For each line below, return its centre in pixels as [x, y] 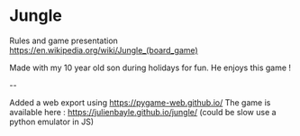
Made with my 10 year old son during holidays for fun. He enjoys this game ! [150, 68]
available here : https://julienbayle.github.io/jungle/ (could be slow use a [143, 112]
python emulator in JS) [52, 122]
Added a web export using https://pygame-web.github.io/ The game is [140, 102]
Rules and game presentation [64, 41]
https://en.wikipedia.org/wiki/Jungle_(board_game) [104, 50]
